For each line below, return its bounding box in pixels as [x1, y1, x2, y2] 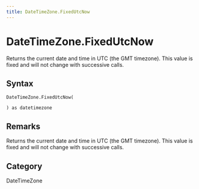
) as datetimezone [6, 105, 52, 111]
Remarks [6, 121, 41, 131]
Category [6, 161, 43, 172]
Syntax [6, 78, 34, 88]
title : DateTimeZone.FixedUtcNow [6, 8, 90, 15]
